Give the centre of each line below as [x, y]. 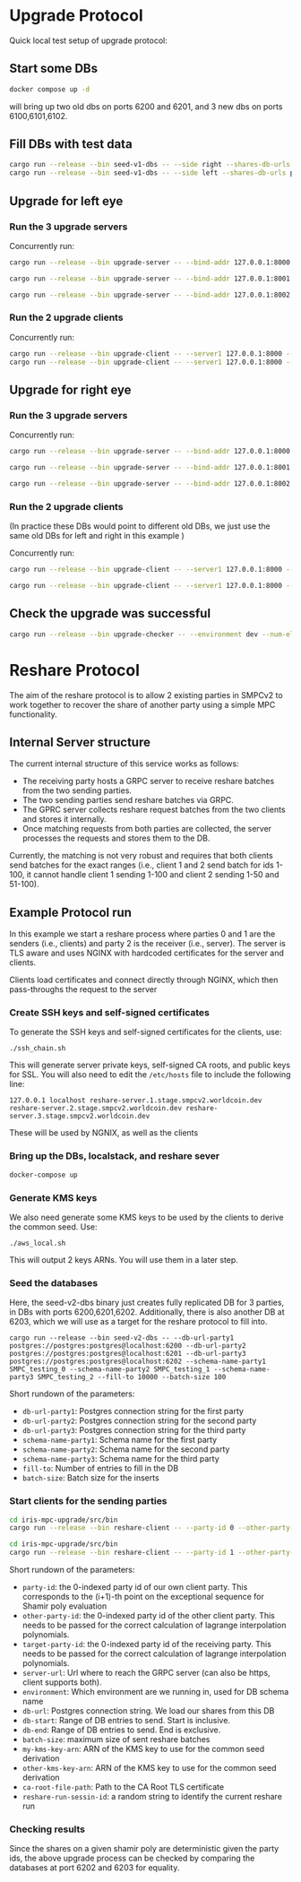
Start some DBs [54, 69]
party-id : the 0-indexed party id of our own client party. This [135, 1587]
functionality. [34, 714]
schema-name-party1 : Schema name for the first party [120, 1440]
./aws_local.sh [38, 1243]
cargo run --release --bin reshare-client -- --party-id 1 [122, 1553]
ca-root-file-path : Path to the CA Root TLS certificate [123, 1787]
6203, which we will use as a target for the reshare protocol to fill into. [138, 1322]
